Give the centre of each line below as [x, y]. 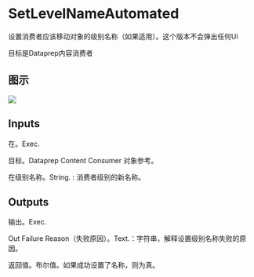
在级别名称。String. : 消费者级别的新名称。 [77, 177]
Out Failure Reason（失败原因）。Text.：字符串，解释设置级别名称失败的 [124, 239]
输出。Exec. [27, 222]
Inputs [24, 124]
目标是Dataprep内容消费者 [51, 53]
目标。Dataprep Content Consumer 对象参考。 [83, 160]
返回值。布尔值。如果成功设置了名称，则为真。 [83, 265]
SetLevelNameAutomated [94, 14]
